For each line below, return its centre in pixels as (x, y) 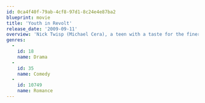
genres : (16, 40)
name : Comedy (34, 74)
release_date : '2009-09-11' (42, 29)
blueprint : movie (28, 18)
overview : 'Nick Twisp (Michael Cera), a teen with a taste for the (95, 35)
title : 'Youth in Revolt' (39, 23)
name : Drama (32, 57)
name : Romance (35, 91)
